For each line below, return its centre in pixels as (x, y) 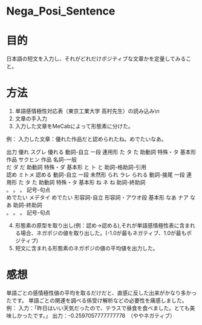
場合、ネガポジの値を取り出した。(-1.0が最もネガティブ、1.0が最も (103, 233)
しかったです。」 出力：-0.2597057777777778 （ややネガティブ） (93, 316)
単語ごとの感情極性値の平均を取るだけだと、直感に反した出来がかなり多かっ (102, 293)
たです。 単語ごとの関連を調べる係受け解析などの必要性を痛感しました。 (97, 300)
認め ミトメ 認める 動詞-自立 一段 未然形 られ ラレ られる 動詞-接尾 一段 (96, 175)
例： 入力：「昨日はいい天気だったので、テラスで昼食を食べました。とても (98, 308)
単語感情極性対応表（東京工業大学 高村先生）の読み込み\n (87, 111)
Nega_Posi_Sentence (61, 11)
